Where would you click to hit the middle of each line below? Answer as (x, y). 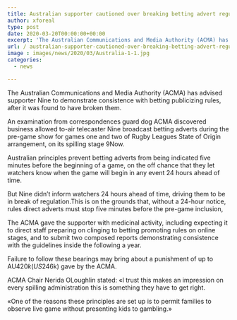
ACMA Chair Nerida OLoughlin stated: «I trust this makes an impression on (116, 280)
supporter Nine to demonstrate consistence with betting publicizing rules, (114, 100)
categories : (25, 60)
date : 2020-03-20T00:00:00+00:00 (56, 34)
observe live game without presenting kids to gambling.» (90, 309)
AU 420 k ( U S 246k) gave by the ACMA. (62, 266)
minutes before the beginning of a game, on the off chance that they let (111, 165)
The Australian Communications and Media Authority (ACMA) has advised (115, 93)
